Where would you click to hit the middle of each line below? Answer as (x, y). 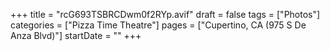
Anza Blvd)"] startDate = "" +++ (76, 35)
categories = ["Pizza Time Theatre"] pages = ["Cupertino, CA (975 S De (158, 25)
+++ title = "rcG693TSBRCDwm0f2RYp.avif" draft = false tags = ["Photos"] (165, 14)
